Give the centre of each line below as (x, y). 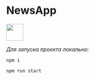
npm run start (24, 71)
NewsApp (32, 11)
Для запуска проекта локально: (47, 49)
